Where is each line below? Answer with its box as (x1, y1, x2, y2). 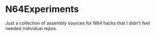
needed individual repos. (5, 25, 58, 31)
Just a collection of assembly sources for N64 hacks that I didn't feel (5, 20, 150, 26)
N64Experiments (5, 3, 79, 15)
